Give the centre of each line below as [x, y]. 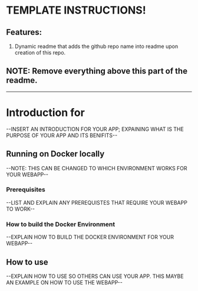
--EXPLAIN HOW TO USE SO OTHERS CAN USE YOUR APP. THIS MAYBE [95, 276]
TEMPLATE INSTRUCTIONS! [76, 10]
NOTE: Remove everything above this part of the [97, 71]
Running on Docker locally [55, 154]
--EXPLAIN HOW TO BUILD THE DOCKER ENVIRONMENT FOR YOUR [90, 237]
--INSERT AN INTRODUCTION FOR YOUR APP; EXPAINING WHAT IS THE [95, 129]
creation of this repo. [40, 53]
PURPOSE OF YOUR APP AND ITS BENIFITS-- [62, 135]
